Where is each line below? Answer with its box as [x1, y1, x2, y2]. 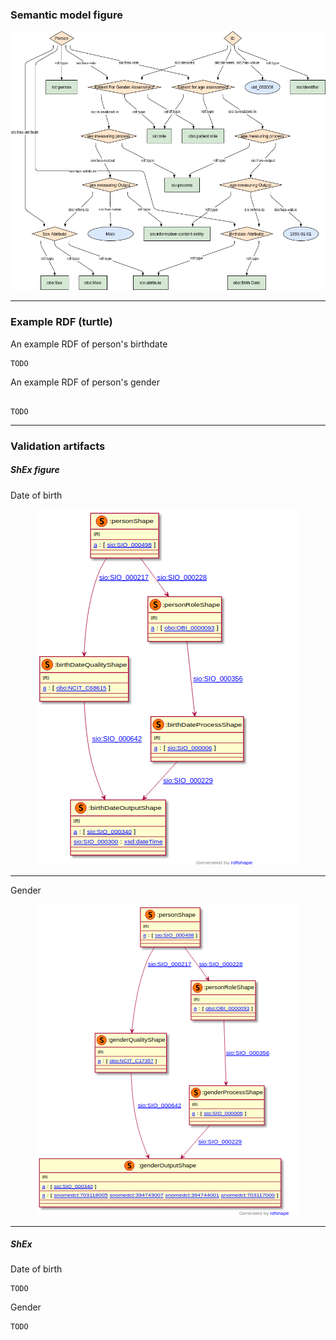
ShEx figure [10, 464, 60, 476]
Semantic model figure [10, 8, 123, 22]
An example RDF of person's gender [10, 376, 160, 388]
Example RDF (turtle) [10, 315, 113, 329]
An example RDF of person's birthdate [10, 338, 168, 350]
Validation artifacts [10, 439, 106, 453]
